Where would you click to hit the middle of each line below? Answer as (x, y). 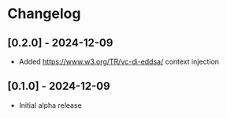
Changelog (44, 14)
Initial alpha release (50, 105)
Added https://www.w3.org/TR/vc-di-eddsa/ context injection (119, 61)
